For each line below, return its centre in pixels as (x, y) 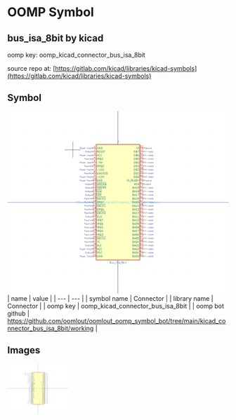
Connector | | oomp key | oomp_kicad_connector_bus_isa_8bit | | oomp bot (116, 306)
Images (24, 350)
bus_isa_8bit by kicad (55, 38)
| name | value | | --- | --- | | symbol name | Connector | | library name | (110, 298)
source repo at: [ (31, 68)
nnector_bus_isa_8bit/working (51, 328)
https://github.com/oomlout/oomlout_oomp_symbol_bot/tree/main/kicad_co (117, 320)
